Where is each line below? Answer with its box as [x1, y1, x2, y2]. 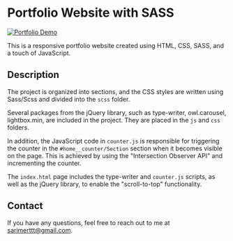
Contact [7, 200, 43, 212]
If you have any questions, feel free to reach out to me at [7, 218, 170, 227]
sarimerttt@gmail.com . [7, 226, 73, 234]
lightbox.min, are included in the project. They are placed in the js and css [7, 116, 221, 124]
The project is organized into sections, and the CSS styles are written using [7, 87, 224, 95]
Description [7, 69, 59, 81]
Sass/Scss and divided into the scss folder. [7, 95, 130, 103]
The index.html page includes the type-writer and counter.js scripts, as [7, 172, 216, 180]
